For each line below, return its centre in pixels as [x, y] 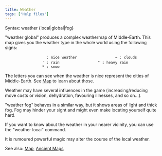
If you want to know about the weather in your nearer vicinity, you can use [80, 125]
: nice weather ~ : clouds [92, 57]
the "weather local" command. [36, 129]
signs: [11, 47]
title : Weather [20, 9]
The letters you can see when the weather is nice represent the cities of [77, 76]
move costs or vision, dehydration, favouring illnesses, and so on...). [73, 95]
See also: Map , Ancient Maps [35, 148]
